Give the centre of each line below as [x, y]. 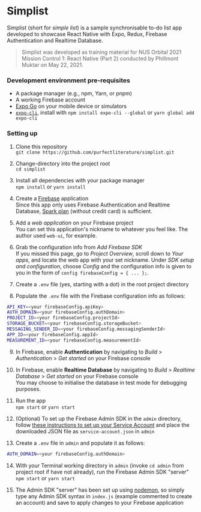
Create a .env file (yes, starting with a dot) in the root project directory [102, 284]
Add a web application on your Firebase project [74, 223]
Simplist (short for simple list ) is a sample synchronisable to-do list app [94, 28]
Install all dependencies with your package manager [80, 180]
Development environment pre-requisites [69, 80]
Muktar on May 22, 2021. [52, 65]
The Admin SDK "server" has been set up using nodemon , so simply [100, 490]
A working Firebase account [50, 100]
